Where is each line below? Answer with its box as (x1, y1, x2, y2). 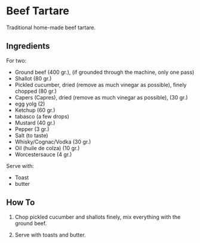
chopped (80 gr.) (14, 88, 57, 95)
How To (6, 198, 35, 208)
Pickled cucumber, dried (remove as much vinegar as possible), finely (14, 81, 187, 88)
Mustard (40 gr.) (14, 119, 56, 126)
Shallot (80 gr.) (14, 74, 52, 82)
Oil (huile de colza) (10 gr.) (14, 144, 80, 151)
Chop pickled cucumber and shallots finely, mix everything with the (14, 213, 181, 220)
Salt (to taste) (14, 132, 49, 139)
